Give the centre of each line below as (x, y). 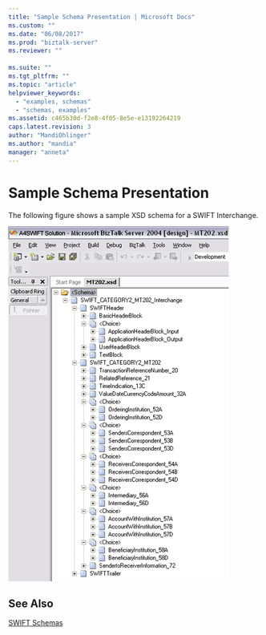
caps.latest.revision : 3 (50, 127)
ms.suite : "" (30, 68)
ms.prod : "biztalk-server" (53, 42)
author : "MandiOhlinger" (50, 135)
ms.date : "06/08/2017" (46, 34)
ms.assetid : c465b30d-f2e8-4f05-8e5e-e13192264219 (95, 119)
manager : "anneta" (39, 152)
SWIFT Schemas (36, 623)
